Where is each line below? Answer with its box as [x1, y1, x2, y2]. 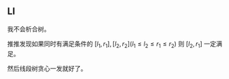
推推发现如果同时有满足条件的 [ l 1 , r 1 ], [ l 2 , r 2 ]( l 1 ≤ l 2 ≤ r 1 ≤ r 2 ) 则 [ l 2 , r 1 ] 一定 [7, 39, 216, 49]
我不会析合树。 [7, 24, 50, 33]
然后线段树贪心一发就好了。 [7, 64, 87, 72]
